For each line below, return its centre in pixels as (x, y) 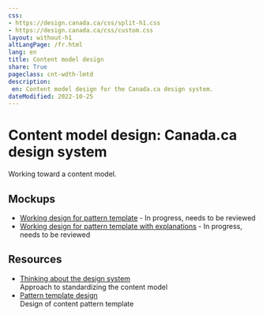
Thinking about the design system (75, 278)
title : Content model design (56, 60)
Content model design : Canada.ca (123, 135)
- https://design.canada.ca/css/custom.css (81, 30)
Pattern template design (59, 295)
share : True (28, 67)
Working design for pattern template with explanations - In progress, (131, 226)
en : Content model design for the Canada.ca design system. (113, 89)
